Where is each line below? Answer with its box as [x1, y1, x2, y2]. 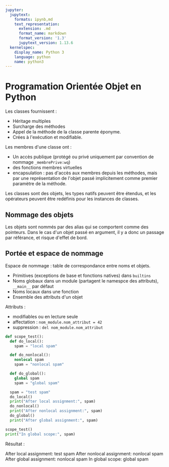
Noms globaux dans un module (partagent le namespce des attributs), [12, 277, 159, 284]
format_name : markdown [18, 31, 67, 36]
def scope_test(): [5, 334, 44, 339]
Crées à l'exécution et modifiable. [12, 134, 82, 141]
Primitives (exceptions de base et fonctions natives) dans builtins [12, 272, 151, 278]
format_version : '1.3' [18, 36, 67, 41]
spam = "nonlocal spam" [14, 362, 65, 367]
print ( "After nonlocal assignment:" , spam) [10, 408, 102, 413]
